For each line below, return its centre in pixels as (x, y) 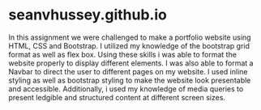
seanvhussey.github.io (88, 15)
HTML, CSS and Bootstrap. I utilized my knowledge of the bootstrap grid (129, 45)
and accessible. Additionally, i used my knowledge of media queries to (126, 89)
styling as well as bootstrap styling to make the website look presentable (130, 80)
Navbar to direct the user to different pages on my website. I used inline (128, 71)
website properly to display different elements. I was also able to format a (131, 63)
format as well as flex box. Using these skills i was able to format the (123, 54)
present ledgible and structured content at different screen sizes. (117, 97)
